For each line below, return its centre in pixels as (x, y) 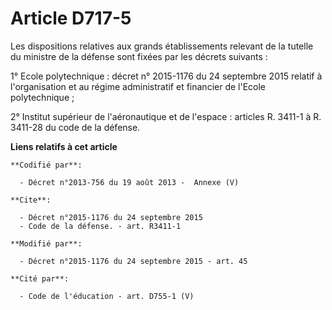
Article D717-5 (71, 18)
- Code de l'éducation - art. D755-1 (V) (107, 296)
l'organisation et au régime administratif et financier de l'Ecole (138, 86)
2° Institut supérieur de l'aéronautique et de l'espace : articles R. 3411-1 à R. (166, 116)
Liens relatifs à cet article (64, 146)
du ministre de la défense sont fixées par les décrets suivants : (139, 56)
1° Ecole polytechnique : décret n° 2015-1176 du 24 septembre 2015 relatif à (166, 76)
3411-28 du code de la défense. (75, 127)
